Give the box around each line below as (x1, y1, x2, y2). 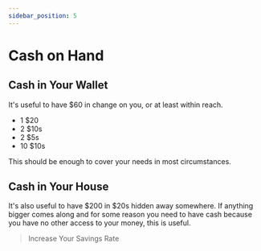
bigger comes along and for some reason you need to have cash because (8, 210, 253, 220)
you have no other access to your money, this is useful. (8, 218, 191, 228)
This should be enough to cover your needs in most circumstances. (8, 156, 231, 166)
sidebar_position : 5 (8, 11, 78, 20)
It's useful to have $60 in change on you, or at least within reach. (8, 100, 223, 109)
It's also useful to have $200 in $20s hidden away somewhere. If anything (8, 201, 254, 211)
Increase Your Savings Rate (27, 234, 120, 244)
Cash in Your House (8, 180, 109, 194)
